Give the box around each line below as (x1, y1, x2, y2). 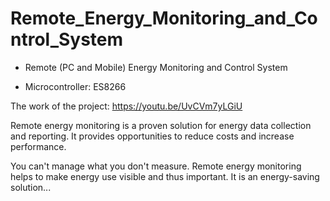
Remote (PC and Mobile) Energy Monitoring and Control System (24, 61, 288, 73)
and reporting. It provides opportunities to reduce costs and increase (10, 130, 295, 142)
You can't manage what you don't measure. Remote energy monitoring (10, 160, 302, 172)
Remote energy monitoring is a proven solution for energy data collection (10, 119, 312, 131)
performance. (10, 140, 67, 152)
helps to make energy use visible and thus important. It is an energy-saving (10, 170, 320, 182)
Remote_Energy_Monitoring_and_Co (10, 7, 318, 30)
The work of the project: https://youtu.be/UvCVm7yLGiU (10, 100, 243, 112)
